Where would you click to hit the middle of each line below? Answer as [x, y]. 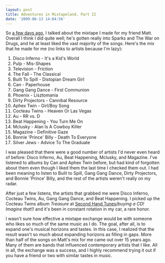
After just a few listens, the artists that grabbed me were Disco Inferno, [77, 193]
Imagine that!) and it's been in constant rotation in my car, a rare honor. [78, 209]
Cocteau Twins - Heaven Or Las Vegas [52, 111]
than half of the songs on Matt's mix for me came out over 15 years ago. [79, 240]
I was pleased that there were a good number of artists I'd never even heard [83, 152]
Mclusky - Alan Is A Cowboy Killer [47, 127]
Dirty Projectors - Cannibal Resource [50, 101]
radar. [12, 184]
